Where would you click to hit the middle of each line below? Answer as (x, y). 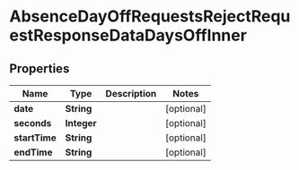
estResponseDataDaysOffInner (128, 35)
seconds (33, 123)
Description (131, 93)
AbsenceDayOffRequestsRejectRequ (150, 17)
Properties (40, 68)
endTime (33, 152)
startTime (35, 138)
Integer (81, 123)
